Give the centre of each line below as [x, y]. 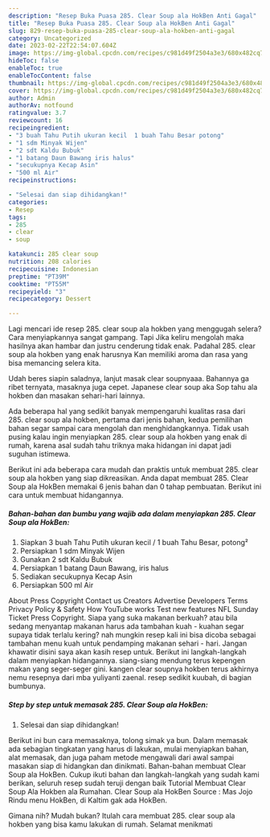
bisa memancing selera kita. [55, 363]
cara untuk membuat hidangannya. [66, 495]
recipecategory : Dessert [50, 299]
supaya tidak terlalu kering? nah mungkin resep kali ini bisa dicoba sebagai [132, 635]
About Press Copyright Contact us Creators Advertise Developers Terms [128, 601]
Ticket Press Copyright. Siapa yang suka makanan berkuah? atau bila [123, 618]
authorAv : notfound [41, 105]
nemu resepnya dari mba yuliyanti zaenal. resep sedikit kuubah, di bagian [130, 678]
